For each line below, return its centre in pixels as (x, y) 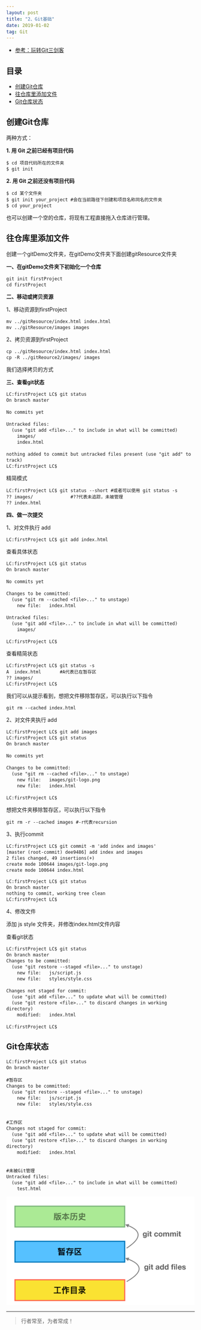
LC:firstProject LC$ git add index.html (57, 540)
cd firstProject (26, 285)
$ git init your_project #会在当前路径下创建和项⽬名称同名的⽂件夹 (84, 200)
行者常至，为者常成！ (47, 1321)
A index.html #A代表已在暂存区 (51, 672)
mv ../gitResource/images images (48, 327)
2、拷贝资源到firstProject (37, 339)
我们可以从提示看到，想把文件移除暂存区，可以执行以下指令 (80, 696)
